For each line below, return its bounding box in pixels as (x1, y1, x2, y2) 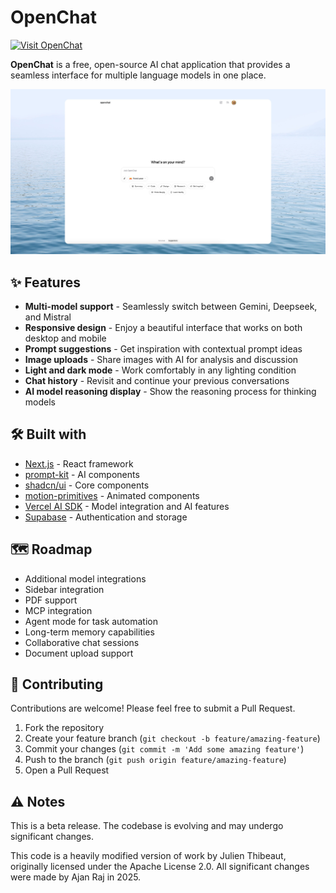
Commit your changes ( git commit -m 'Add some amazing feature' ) (24, 743, 305, 755)
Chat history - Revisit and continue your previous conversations (24, 375, 290, 387)
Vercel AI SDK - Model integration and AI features (24, 500, 230, 512)
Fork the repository (24, 722, 105, 734)
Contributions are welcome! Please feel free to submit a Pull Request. (10, 702, 296, 715)
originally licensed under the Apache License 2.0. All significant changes (10, 861, 310, 873)
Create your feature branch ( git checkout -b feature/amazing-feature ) (24, 732, 321, 745)
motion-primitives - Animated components (24, 489, 200, 501)
